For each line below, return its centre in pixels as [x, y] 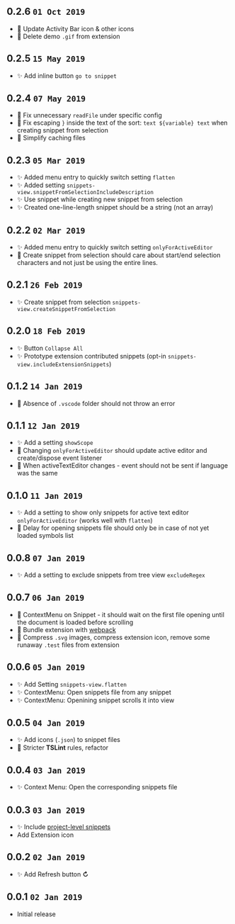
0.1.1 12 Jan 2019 [44, 426]
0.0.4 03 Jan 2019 [46, 770]
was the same [37, 473]
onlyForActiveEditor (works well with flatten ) [85, 521]
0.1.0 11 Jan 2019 [45, 495]
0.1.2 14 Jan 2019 [45, 387]
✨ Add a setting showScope [55, 443]
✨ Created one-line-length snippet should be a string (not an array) [115, 208]
